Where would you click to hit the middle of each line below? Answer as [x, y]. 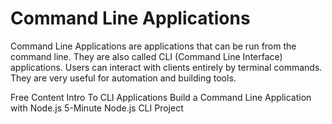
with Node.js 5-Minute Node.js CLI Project [97, 108]
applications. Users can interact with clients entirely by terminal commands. [166, 67]
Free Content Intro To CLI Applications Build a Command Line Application [161, 97]
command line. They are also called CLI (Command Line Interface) [146, 56]
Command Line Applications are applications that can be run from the [153, 46]
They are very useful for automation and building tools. [123, 78]
